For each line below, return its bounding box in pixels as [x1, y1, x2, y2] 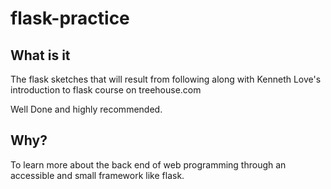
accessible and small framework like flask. [10, 169, 185, 181]
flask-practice [10, 7, 130, 30]
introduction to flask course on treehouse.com [10, 84, 202, 96]
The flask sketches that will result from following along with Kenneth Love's [10, 73, 322, 85]
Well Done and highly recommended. [10, 103, 163, 115]
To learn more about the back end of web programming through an [10, 158, 287, 171]
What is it [10, 47, 71, 64]
